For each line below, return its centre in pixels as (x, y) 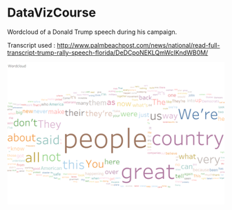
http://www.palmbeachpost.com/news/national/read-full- (138, 45)
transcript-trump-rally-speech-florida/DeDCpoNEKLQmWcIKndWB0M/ (108, 52)
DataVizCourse (52, 13)
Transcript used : (31, 45)
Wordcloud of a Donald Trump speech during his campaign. (92, 32)
